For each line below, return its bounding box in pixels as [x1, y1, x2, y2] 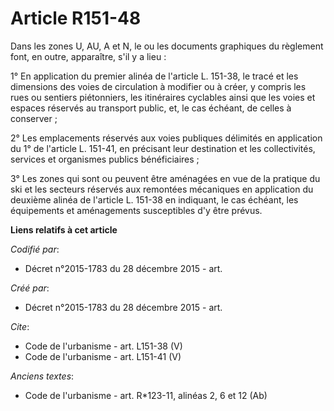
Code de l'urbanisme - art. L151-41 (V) [24, 350, 182, 362]
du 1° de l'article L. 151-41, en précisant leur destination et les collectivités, [10, 142, 316, 154]
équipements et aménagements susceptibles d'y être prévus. [10, 204, 263, 216]
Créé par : [10, 282, 50, 294]
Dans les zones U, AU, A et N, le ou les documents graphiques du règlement [10, 40, 324, 52]
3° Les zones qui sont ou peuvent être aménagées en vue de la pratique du [10, 172, 321, 184]
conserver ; [10, 112, 58, 124]
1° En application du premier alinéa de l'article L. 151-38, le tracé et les [10, 70, 299, 82]
